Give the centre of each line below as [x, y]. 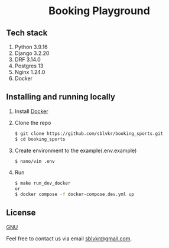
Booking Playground [99, 11]
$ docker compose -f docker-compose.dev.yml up [74, 194]
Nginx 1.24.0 [30, 72]
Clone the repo [33, 123]
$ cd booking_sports [40, 139]
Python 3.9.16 [31, 47]
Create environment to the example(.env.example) [76, 150]
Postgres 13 [29, 66]
